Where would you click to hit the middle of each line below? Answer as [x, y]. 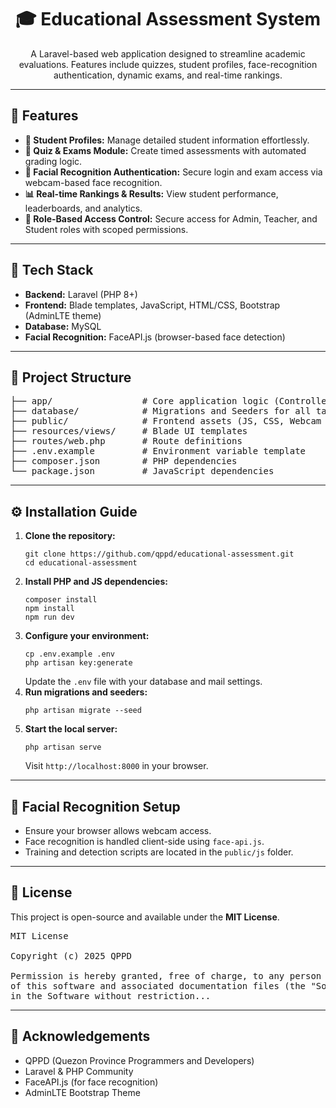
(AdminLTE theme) [63, 315]
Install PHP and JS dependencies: [96, 582]
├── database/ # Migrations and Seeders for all [161, 411]
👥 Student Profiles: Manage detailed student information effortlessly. [167, 140]
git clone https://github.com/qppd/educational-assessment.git [159, 554]
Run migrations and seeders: [86, 692]
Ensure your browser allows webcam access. [118, 830]
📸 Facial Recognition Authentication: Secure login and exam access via [173, 172]
